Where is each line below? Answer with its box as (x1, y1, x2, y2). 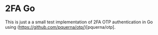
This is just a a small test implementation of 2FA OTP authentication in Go (5, 19, 153, 25)
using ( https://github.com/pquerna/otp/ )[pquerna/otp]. (5, 24, 116, 30)
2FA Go (5, 3, 35, 14)
